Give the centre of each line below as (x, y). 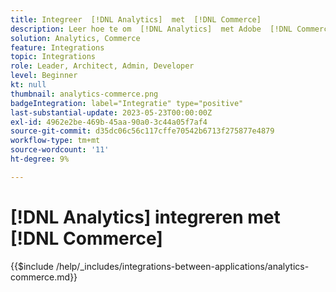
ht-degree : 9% (40, 159)
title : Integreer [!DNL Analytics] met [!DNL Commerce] (136, 19)
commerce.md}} (44, 277)
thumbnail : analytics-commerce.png (84, 94)
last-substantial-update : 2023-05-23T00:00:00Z (111, 112)
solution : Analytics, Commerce (75, 38)
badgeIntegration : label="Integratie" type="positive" (127, 103)
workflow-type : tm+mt (55, 141)
